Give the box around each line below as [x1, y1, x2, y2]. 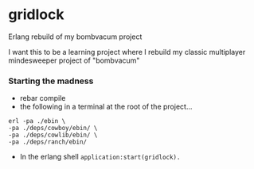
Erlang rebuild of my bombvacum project [8, 32, 143, 41]
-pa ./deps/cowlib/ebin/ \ [8, 131, 98, 140]
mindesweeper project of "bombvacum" [8, 56, 140, 65]
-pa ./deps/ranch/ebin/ [8, 138, 88, 146]
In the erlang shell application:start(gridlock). [19, 152, 181, 162]
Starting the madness [8, 75, 94, 86]
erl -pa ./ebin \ [8, 117, 66, 125]
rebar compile [19, 94, 66, 103]
